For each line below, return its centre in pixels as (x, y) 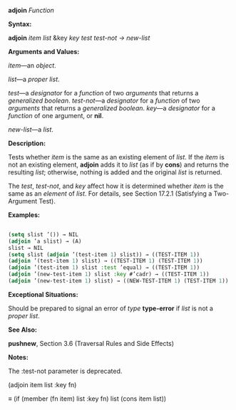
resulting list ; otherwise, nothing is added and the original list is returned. (115, 172)
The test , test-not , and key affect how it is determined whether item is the (116, 186)
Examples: (24, 215)
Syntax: (20, 24)
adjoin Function (31, 10)
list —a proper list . (34, 79)
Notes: (19, 357)
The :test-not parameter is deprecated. (65, 371)
